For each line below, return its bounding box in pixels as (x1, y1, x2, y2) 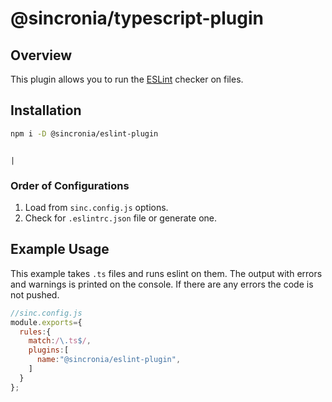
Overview (10, 47, 73, 64)
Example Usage (10, 241, 110, 258)
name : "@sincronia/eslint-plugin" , (36, 355, 182, 365)
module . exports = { (10, 317, 83, 327)
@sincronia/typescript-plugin (10, 7, 264, 30)
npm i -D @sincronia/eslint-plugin (10, 128, 159, 139)
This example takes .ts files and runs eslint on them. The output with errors (10, 267, 323, 279)
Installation (10, 102, 82, 119)
